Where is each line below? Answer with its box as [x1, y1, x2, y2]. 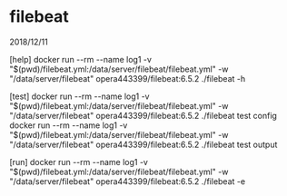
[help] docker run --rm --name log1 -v [9, 54, 153, 64]
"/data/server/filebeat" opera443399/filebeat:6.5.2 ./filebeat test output [9, 139, 278, 150]
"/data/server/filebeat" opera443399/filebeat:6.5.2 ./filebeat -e [9, 175, 246, 187]
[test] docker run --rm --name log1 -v [9, 91, 150, 102]
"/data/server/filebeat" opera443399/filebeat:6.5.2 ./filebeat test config [9, 110, 277, 121]
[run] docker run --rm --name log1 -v [9, 156, 148, 167]
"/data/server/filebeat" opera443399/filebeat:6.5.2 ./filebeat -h [9, 73, 246, 83]
